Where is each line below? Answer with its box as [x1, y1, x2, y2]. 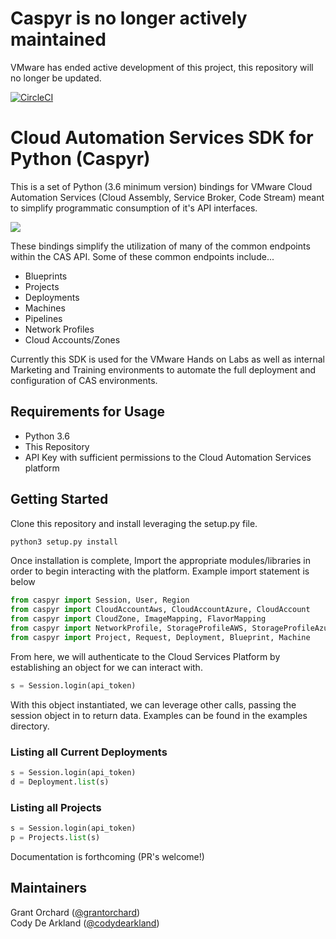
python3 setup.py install [10, 537, 118, 547]
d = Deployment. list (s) [10, 777, 110, 787]
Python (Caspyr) [10, 148, 151, 171]
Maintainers [10, 880, 88, 897]
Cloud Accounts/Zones [24, 333, 121, 346]
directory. [10, 720, 50, 732]
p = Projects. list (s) [10, 832, 101, 842]
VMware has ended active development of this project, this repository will [10, 61, 314, 73]
